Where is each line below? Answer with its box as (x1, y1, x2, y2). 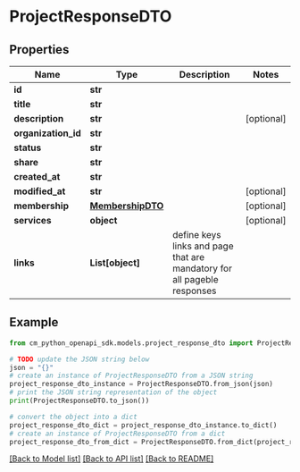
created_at (13, 171, 61, 182)
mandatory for (172, 262, 232, 274)
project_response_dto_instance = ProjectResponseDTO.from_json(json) (9, 380, 274, 389)
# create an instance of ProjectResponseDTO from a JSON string (9, 371, 254, 381)
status (13, 141, 42, 154)
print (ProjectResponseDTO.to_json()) (9, 396, 150, 406)
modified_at (13, 185, 66, 198)
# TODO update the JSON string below (9, 355, 150, 364)
